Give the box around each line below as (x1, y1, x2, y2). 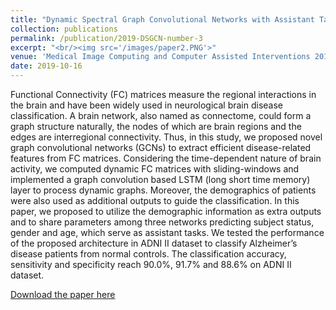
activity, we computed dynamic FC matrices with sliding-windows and (10, 163, 300, 175)
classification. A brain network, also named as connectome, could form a (10, 110, 312, 121)
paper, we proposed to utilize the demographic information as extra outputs (10, 206, 322, 217)
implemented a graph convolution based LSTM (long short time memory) (10, 174, 311, 185)
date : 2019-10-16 (10, 61, 83, 71)
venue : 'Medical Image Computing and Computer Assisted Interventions (10, 52, 311, 62)
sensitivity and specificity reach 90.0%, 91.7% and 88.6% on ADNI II (10, 259, 292, 270)
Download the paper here (10, 289, 116, 300)
